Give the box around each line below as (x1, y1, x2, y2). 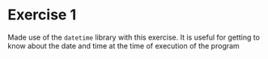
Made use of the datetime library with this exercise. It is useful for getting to (7, 32, 261, 42)
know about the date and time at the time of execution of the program (7, 40, 240, 50)
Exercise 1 (7, 6, 77, 24)
